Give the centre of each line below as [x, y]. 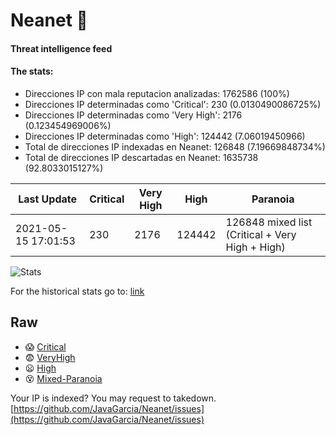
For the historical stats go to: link [77, 291]
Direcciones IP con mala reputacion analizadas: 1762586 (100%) [157, 93]
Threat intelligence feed [61, 48]
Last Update [48, 199]
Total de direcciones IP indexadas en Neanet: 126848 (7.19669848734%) [175, 146]
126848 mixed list [269, 222]
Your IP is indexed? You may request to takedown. [113, 398]
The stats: [32, 71]
